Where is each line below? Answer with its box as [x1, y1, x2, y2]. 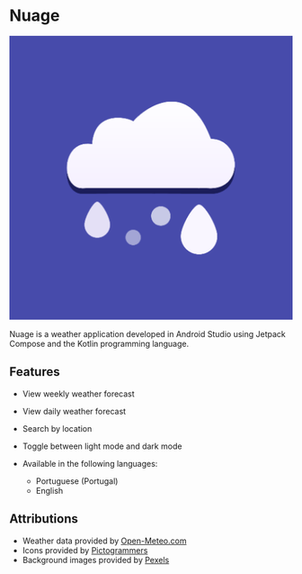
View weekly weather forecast [22, 388, 135, 399]
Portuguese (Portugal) [35, 475, 119, 487]
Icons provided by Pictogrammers [22, 544, 148, 555]
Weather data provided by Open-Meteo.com [22, 535, 187, 546]
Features [9, 364, 60, 379]
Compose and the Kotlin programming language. [9, 338, 190, 349]
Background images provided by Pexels [22, 554, 170, 565]
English [35, 485, 64, 496]
